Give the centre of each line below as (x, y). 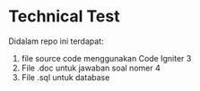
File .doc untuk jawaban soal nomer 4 (91, 68)
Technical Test (64, 17)
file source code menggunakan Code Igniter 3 (106, 58)
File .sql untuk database (65, 77)
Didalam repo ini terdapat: (56, 41)
